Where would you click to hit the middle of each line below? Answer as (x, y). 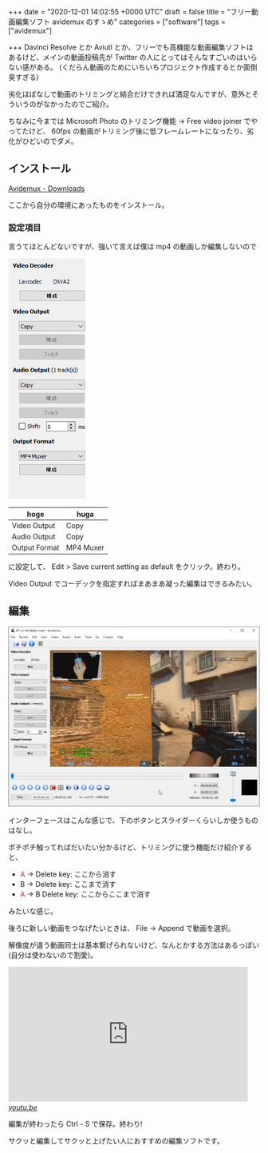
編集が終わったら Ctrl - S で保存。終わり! (75, 1123)
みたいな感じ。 (33, 911)
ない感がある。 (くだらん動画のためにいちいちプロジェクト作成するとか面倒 (133, 67)
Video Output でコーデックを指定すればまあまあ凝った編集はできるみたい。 (132, 583)
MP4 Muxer (86, 548)
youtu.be (23, 1107)
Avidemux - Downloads (47, 188)
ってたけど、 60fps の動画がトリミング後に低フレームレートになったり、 (128, 131)
